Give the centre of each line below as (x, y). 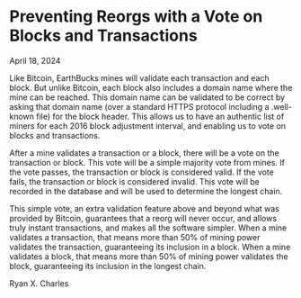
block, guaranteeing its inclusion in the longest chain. (108, 266)
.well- (281, 106)
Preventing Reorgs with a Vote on (136, 17)
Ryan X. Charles (39, 283)
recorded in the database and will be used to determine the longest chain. (146, 191)
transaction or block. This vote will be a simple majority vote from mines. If (147, 162)
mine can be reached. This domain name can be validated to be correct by (147, 97)
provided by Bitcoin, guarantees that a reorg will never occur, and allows (143, 218)
